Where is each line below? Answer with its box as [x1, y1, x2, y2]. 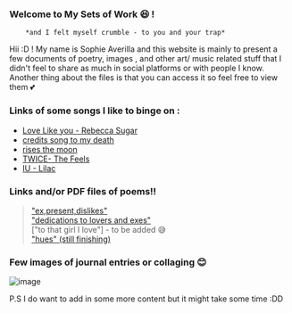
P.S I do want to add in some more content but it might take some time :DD [9, 293, 284, 304]
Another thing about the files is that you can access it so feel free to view [9, 72, 279, 83]
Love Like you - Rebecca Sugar [21, 125, 138, 136]
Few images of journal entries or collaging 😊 [9, 256, 207, 268]
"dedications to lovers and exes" [30, 214, 152, 226]
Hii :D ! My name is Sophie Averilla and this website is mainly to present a [9, 44, 279, 54]
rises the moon [21, 144, 78, 154]
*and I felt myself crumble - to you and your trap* [25, 29, 226, 37]
